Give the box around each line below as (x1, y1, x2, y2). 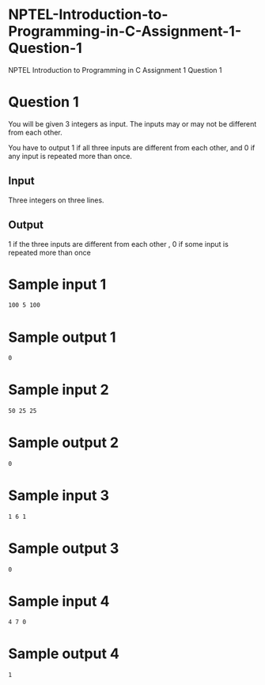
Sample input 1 (8, 275, 107, 293)
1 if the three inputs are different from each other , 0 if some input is (8, 239, 229, 248)
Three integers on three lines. (8, 195, 104, 205)
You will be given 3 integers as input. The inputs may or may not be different (8, 119, 257, 128)
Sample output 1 (8, 328, 116, 346)
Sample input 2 (8, 381, 109, 399)
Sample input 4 (8, 592, 110, 610)
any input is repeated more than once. (8, 151, 133, 161)
